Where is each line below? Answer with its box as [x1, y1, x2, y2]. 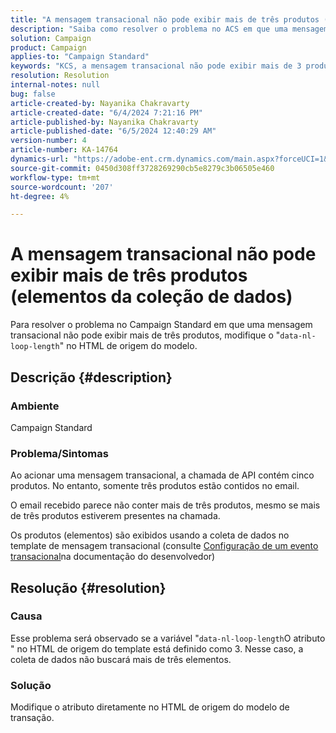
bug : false [10, 89, 56, 99]
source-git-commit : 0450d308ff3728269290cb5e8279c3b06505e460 [10, 163, 275, 173]
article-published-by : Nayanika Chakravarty [10, 117, 199, 127]
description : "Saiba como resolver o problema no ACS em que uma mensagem [10, 24, 329, 34]
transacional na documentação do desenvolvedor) [10, 551, 216, 563]
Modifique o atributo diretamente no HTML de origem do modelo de [10, 701, 290, 713]
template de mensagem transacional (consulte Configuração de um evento [10, 540, 319, 552]
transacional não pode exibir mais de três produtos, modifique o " [10, 329, 281, 341]
